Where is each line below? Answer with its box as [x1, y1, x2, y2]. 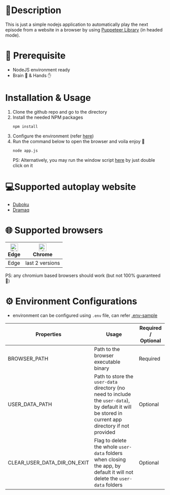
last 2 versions [25, 259, 60, 266]
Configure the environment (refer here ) [12, 133, 94, 139]
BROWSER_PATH [8, 355, 49, 362]
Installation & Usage [5, 92, 91, 103]
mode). [5, 32, 20, 38]
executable [94, 358, 120, 365]
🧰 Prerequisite [5, 50, 66, 61]
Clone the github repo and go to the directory [12, 109, 107, 115]
